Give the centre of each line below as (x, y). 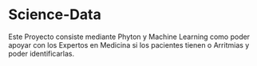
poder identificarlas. (42, 53)
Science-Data (55, 15)
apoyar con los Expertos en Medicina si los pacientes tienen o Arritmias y (129, 45)
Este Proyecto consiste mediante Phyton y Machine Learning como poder (129, 37)
